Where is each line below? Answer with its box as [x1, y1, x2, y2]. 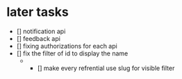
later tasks [6, 4, 69, 20]
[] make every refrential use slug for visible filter [37, 64, 175, 72]
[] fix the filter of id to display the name [16, 49, 129, 58]
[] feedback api [16, 34, 60, 42]
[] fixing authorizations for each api [16, 42, 117, 50]
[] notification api [16, 27, 66, 35]
